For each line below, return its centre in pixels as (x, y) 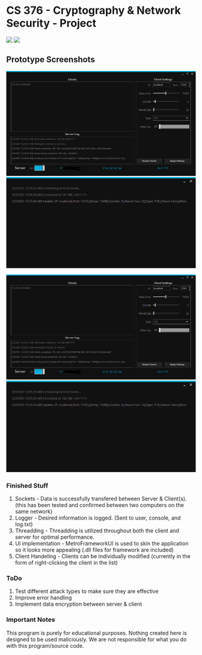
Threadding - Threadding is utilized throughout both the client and (97, 531)
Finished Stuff (27, 485)
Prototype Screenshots (50, 60)
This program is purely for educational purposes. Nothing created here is (97, 633)
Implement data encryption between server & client (78, 604)
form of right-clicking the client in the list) (66, 563)
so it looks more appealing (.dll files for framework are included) (94, 550)
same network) (34, 512)
